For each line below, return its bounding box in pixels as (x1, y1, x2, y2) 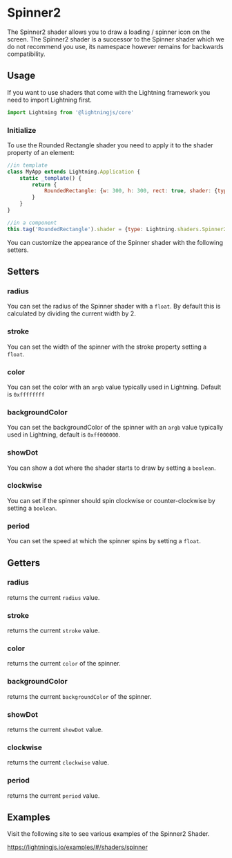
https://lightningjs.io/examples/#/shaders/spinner (7, 843, 148, 852)
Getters (7, 557, 41, 569)
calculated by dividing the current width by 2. (7, 309, 136, 318)
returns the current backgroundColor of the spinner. (7, 692, 152, 700)
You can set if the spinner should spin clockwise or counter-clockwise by (7, 496, 215, 504)
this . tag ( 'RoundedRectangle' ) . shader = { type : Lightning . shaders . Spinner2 (7, 226, 227, 232)
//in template (7, 161, 48, 169)
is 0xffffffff (7, 390, 45, 399)
